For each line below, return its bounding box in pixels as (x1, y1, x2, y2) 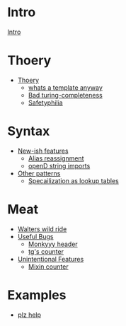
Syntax (7, 123, 50, 139)
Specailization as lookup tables (28, 176, 119, 185)
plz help (17, 310, 41, 319)
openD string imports (28, 161, 91, 170)
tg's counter (28, 247, 64, 255)
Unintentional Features (17, 255, 84, 263)
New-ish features (17, 146, 69, 155)
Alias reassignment (28, 153, 84, 163)
